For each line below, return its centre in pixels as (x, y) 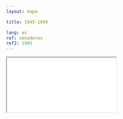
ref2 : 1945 (19, 43)
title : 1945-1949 (27, 22)
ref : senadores (24, 38)
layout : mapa (22, 11)
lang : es (17, 33)
